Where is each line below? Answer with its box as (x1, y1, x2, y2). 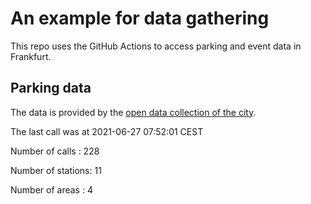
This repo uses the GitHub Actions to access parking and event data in (10, 40, 302, 52)
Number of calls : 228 (10, 145, 100, 157)
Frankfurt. (10, 50, 52, 62)
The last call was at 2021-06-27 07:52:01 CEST (10, 125, 204, 137)
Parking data (10, 80, 92, 97)
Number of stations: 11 (10, 164, 102, 176)
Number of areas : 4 (10, 183, 93, 196)
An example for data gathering (10, 7, 270, 30)
